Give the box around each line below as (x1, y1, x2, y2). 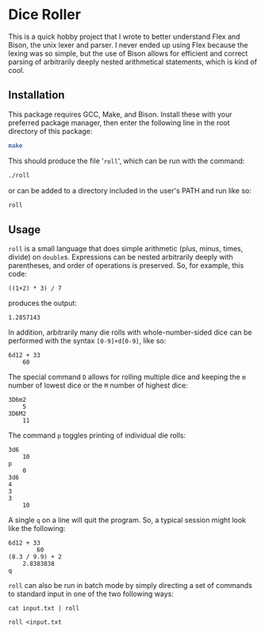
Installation (8, 89, 65, 102)
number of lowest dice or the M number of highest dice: (8, 380, 188, 390)
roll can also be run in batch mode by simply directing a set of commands (8, 581, 252, 590)
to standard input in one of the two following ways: (8, 589, 175, 599)
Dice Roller (8, 6, 82, 24)
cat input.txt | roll (8, 605, 80, 613)
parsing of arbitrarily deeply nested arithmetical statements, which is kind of (8, 57, 258, 67)
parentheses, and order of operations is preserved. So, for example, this (8, 261, 244, 270)
